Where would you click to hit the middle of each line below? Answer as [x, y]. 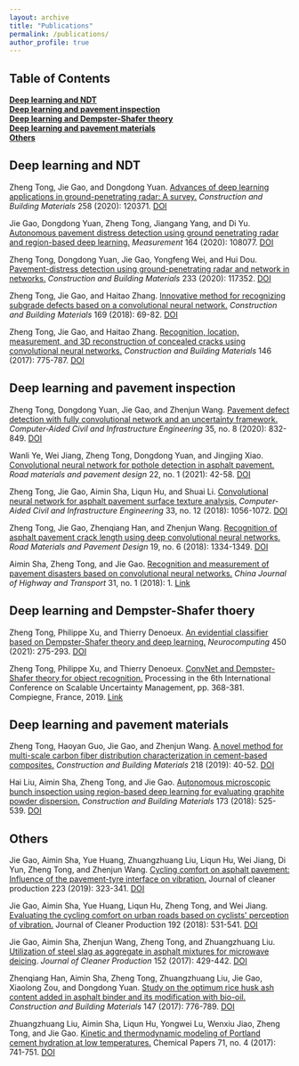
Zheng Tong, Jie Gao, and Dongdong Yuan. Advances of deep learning [139, 187]
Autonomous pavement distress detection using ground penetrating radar [144, 232]
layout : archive [39, 17]
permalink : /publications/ [59, 34]
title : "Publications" [51, 26]
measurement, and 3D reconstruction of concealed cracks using [128, 341]
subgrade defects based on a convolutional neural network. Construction [143, 305]
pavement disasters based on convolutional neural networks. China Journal [148, 573]
